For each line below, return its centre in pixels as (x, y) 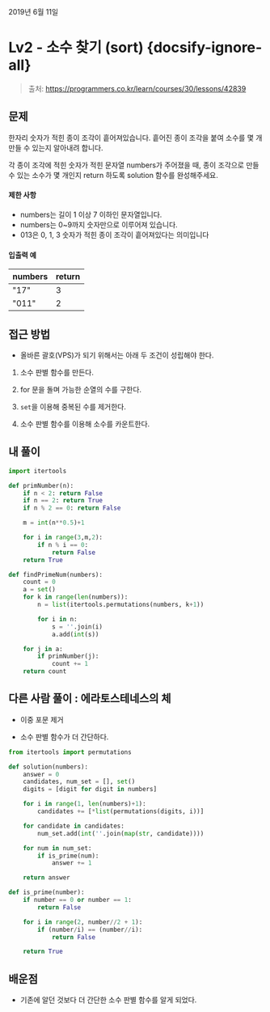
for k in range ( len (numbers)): (76, 597)
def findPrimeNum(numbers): (56, 574)
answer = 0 (41, 774)
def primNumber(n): (41, 485)
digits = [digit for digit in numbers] (90, 790)
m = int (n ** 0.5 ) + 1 (54, 523)
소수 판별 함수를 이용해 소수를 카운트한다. (85, 424)
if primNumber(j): (68, 656)
